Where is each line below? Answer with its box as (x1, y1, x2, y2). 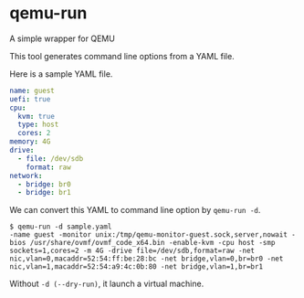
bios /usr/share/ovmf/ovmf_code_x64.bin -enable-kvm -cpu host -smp (9, 239, 276, 248)
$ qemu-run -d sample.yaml (9, 222, 112, 231)
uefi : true (9, 94, 51, 103)
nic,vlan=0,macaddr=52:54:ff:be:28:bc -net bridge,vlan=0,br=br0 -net (9, 254, 284, 263)
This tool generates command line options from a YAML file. (9, 50, 235, 61)
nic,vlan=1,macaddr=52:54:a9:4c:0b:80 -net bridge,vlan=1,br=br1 (9, 262, 263, 271)
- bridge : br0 (17, 179, 71, 189)
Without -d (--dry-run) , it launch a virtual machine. (9, 278, 204, 290)
